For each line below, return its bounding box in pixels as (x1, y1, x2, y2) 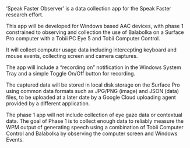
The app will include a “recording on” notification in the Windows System (6, 64, 182, 71)
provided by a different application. (6, 100, 90, 107)
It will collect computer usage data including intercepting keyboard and (6, 46, 177, 53)
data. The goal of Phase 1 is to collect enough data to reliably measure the (6, 118, 184, 125)
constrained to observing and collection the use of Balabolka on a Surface (6, 29, 184, 36)
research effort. (6, 11, 44, 18)
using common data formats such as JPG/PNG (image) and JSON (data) (6, 88, 180, 94)
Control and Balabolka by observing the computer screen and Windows (6, 130, 178, 137)
